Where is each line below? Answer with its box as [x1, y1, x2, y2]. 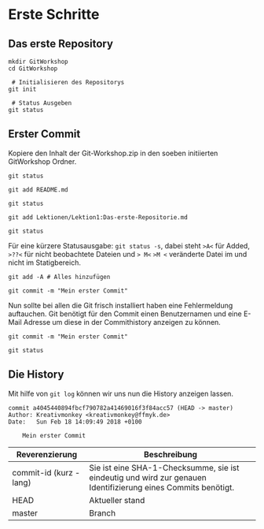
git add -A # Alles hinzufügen [8, 273, 111, 281]
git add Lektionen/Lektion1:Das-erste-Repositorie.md [8, 213, 189, 222]
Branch [89, 507, 116, 518]
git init [8, 85, 37, 93]
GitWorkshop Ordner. [8, 156, 77, 166]
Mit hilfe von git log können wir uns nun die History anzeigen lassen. [8, 389, 234, 398]
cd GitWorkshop [8, 65, 58, 73]
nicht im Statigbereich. [8, 258, 81, 267]
